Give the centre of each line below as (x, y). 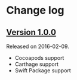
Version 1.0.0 (31, 32)
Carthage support (37, 64)
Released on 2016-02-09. (38, 46)
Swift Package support (43, 71)
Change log (35, 10)
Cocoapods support (39, 58)
